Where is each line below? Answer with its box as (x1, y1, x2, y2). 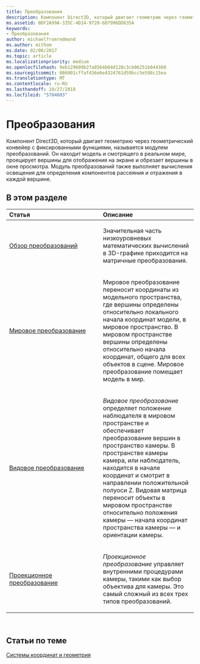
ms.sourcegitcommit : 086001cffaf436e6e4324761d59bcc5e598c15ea (6, 70, 167, 76)
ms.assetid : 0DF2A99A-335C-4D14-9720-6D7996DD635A (6, 20, 135, 26)
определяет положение (103, 404, 171, 412)
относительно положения (103, 508, 177, 517)
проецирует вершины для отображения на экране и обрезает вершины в (6, 156, 193, 163)
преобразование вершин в (103, 434, 181, 442)
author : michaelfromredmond (6, 36, 76, 42)
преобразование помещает (103, 367, 183, 376)
